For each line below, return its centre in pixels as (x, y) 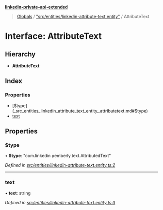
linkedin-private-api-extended (36, 7)
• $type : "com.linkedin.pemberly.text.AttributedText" (58, 156)
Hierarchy (20, 54)
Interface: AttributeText (53, 36)
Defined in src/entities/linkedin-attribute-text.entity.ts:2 (60, 165)
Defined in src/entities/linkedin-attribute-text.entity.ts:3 (60, 202)
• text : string (18, 193)
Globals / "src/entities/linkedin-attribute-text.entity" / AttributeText (83, 16)
